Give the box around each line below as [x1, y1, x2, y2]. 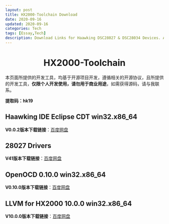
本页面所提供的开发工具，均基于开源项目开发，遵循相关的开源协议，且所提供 [5, 74, 164, 81]
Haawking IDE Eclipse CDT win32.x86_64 [5, 113, 137, 121]
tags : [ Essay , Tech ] [5, 31, 46, 36]
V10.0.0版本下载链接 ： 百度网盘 [5, 213, 70, 219]
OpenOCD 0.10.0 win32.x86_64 [5, 170, 106, 179]
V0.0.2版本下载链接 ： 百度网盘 [5, 126, 68, 132]
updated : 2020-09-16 [5, 21, 49, 27]
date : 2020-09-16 [5, 17, 42, 22]
